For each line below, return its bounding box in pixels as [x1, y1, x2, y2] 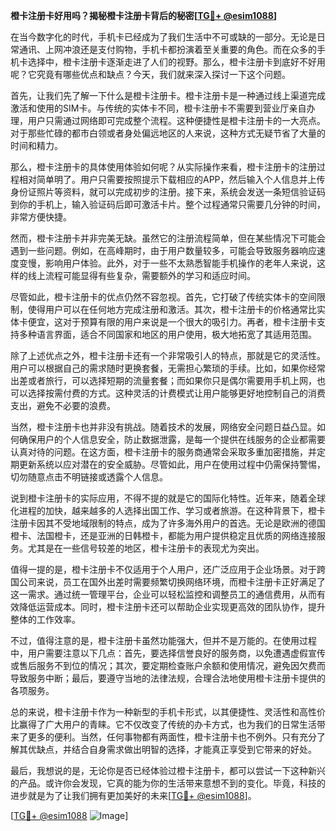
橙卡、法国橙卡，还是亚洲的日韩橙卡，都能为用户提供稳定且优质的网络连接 [10, 530, 317, 541]
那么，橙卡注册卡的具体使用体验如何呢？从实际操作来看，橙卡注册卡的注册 [10, 161, 317, 173]
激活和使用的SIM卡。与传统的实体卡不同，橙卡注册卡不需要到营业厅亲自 [10, 102, 307, 114]
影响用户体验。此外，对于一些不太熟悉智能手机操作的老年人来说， [44, 257, 317, 269]
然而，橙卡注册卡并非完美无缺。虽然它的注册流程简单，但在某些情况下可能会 [10, 232, 326, 244]
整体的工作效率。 [10, 614, 81, 625]
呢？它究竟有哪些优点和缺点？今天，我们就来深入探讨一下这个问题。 [10, 69, 291, 80]
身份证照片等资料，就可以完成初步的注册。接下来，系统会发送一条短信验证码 [10, 186, 326, 198]
